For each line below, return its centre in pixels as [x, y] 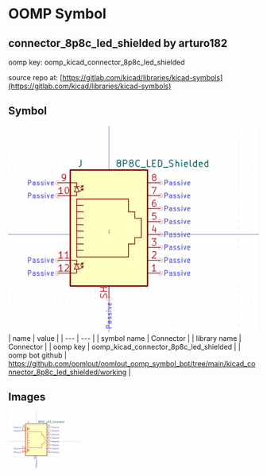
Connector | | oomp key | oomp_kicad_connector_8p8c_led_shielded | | [124, 346]
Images [27, 397]
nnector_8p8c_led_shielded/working [68, 372]
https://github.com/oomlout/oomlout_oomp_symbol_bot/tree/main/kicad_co [132, 363]
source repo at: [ [35, 77]
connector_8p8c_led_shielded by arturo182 [118, 43]
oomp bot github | [38, 355]
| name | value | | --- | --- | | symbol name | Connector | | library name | [125, 338]
